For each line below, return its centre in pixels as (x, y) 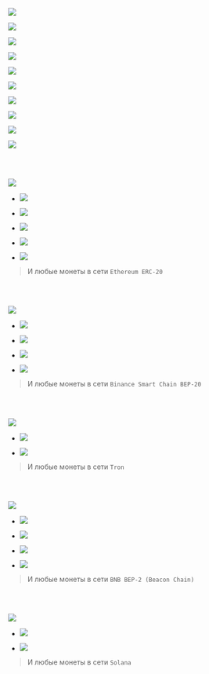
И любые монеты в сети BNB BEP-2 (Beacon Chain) (111, 579)
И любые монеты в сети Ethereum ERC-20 (95, 271)
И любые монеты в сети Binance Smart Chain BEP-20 (114, 384)
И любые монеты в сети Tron (76, 467)
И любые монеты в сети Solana (79, 662)
